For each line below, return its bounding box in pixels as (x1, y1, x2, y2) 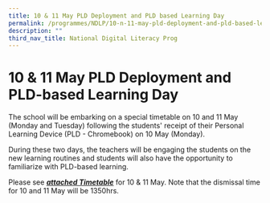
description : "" (8, 26, 63, 35)
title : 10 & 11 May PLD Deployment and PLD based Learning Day (8, 11, 225, 20)
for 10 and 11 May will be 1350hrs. (8, 186, 119, 196)
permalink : (8, 19, 45, 27)
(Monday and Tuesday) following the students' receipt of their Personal (8, 121, 244, 131)
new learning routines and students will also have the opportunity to (8, 153, 233, 163)
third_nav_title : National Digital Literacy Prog (8, 34, 178, 43)
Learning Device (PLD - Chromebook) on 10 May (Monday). (8, 129, 206, 139)
